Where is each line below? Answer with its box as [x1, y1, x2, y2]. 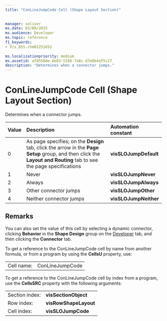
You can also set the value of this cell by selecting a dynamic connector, [5, 225, 153, 231]
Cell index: [7, 308, 32, 315]
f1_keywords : [5, 40, 32, 45]
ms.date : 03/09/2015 [5, 26, 48, 31]
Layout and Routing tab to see [26, 157, 98, 163]
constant [110, 130, 132, 137]
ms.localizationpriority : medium [5, 53, 75, 59]
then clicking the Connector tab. [5, 236, 72, 242]
